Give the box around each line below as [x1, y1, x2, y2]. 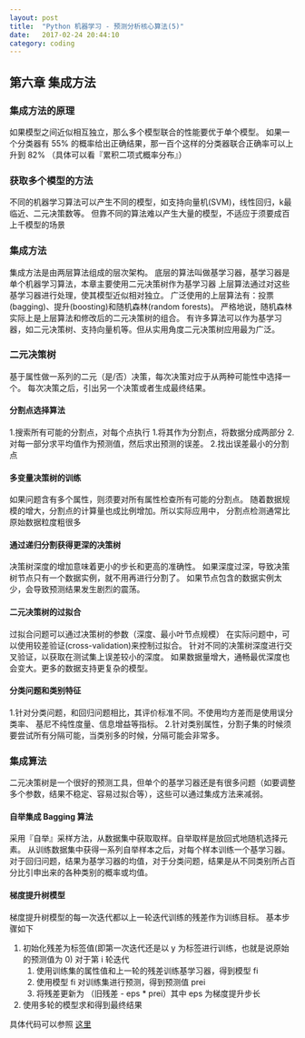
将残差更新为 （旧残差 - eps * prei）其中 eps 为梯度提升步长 [35, 988, 261, 999]
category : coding [9, 38, 75, 48]
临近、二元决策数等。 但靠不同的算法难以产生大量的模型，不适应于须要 [9, 208, 274, 219]
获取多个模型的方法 [9, 174, 93, 186]
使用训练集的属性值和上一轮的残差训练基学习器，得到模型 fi [35, 965, 259, 976]
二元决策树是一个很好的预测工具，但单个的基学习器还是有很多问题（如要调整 [9, 777, 296, 788]
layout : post [9, 13, 59, 23]
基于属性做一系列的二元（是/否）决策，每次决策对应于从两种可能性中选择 [9, 370, 283, 382]
